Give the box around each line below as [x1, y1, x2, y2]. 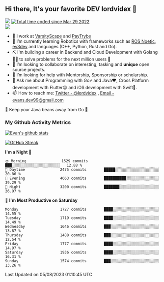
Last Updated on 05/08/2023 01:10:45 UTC [5, 272, 92, 278]
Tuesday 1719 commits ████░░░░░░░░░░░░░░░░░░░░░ [5, 216, 160, 220]
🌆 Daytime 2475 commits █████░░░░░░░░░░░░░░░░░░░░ [5, 167, 160, 172]
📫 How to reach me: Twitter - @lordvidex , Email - [12, 90, 114, 96]
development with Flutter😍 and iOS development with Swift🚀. [12, 84, 137, 90]
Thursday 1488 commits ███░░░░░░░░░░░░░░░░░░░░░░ [5, 233, 160, 238]
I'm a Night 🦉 [5, 149, 32, 155]
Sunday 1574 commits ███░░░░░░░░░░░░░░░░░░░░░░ [5, 259, 160, 264]
